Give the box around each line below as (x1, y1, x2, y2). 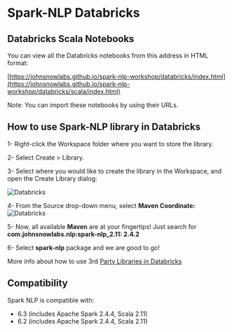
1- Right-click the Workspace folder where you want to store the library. (7, 139, 214, 148)
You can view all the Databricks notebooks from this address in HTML (7, 51, 209, 60)
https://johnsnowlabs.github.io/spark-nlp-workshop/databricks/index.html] (9, 72, 226, 81)
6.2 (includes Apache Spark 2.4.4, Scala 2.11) (17, 317, 149, 325)
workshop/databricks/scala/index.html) (7, 88, 121, 95)
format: (7, 59, 29, 67)
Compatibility (7, 277, 68, 289)
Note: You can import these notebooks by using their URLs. (7, 101, 179, 109)
